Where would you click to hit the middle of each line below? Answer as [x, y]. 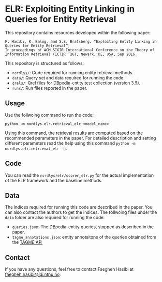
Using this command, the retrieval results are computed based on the [74, 133]
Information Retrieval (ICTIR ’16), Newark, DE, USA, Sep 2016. [71, 54]
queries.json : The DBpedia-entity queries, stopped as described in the [83, 227]
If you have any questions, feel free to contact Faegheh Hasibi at [69, 269]
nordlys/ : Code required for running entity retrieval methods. [73, 72]
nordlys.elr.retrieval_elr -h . [36, 148]
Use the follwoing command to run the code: [49, 115]
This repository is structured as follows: [44, 63]
